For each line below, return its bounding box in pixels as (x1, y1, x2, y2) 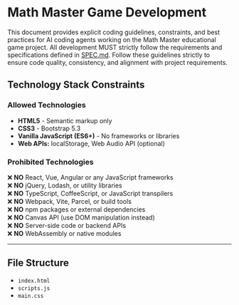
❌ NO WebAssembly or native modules (7, 229, 122, 237)
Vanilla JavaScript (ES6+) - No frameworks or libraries (17, 131, 180, 140)
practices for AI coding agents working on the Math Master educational (7, 35, 217, 43)
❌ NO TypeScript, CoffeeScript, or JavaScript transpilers (7, 189, 174, 197)
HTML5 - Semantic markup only (17, 116, 112, 125)
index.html (17, 277, 51, 284)
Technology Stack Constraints (7, 79, 145, 91)
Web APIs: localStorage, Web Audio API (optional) (17, 139, 166, 148)
